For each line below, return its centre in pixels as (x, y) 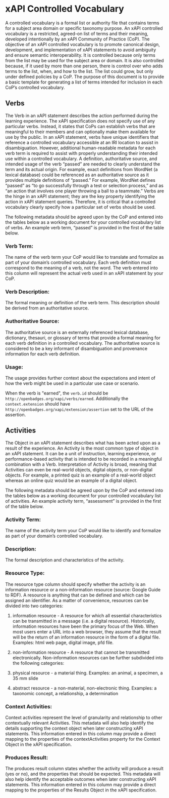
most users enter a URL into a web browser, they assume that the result (87, 631)
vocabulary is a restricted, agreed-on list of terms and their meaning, (77, 33)
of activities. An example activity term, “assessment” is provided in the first (83, 501)
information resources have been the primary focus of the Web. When (85, 626)
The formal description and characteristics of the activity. (65, 560)
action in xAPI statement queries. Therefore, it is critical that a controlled (80, 202)
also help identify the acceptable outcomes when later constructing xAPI (81, 779)
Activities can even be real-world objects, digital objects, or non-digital (79, 469)
